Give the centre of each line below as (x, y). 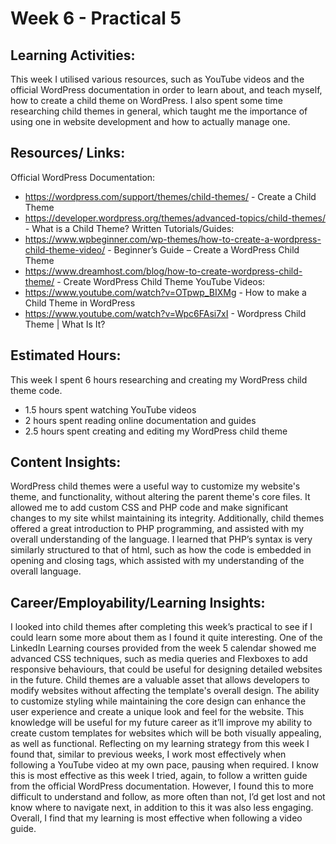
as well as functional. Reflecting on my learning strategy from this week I (160, 744)
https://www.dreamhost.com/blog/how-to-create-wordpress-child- (163, 271)
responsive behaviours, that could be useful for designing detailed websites (166, 669)
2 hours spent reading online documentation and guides (140, 420)
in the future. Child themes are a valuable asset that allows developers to (160, 680)
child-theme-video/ (65, 249)
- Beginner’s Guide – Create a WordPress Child (203, 249)
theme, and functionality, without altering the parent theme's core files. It (160, 497)
